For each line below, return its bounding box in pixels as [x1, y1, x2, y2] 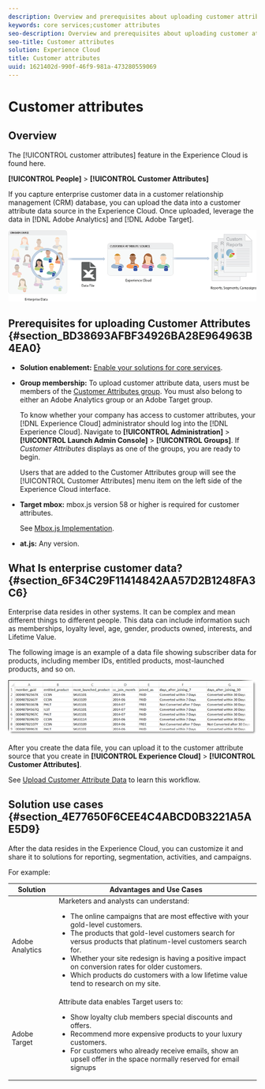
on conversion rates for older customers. [70, 962, 203, 972]
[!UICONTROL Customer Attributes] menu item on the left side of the [19, 475, 243, 486]
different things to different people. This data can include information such [8, 615, 250, 625]
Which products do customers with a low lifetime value [70, 970, 248, 980]
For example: [8, 867, 51, 877]
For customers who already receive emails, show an [70, 1046, 239, 1055]
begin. [19, 452, 41, 462]
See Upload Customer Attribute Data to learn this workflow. [8, 775, 201, 785]
